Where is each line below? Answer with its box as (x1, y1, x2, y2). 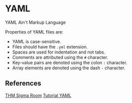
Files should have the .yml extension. (12, 44, 88, 50)
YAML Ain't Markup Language (5, 19, 66, 25)
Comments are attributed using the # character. (12, 54, 108, 60)
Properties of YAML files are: (5, 29, 64, 35)
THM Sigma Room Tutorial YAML (5, 92, 71, 98)
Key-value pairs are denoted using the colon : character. (12, 59, 128, 65)
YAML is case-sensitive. (12, 38, 62, 45)
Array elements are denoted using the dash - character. (12, 65, 126, 71)
